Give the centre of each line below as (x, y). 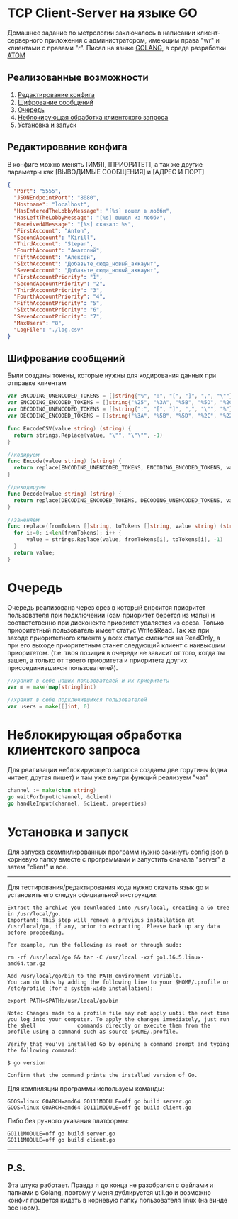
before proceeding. (36, 933)
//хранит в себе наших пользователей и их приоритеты (89, 681)
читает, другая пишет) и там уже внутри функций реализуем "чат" (108, 777)
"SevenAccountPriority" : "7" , (58, 317)
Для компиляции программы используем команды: (86, 1088)
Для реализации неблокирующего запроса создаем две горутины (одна (118, 770)
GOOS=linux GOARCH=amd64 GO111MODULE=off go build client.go (100, 1108)
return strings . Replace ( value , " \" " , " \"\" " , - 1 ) (89, 435)
